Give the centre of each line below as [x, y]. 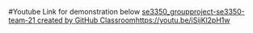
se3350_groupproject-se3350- [193, 12]
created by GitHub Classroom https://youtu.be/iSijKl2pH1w [134, 20]
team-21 [22, 20]
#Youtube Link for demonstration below [74, 12]
